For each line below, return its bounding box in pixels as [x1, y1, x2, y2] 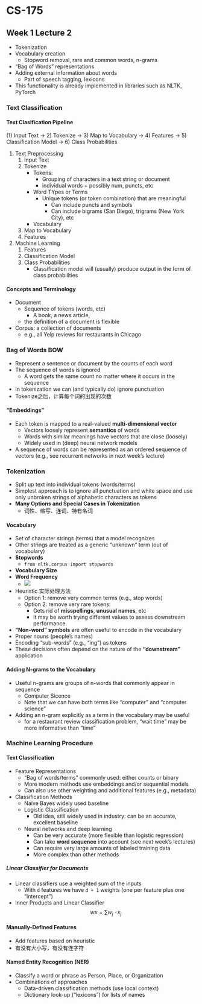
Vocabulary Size [14, 567, 57, 574]
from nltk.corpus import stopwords [24, 561, 113, 567]
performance [33, 620, 66, 627]
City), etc [51, 214, 74, 221]
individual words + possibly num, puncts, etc [42, 182, 154, 189]
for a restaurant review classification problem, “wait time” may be [24, 718, 187, 725]
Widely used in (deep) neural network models [24, 439, 137, 446]
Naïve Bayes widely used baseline [24, 800, 109, 807]
